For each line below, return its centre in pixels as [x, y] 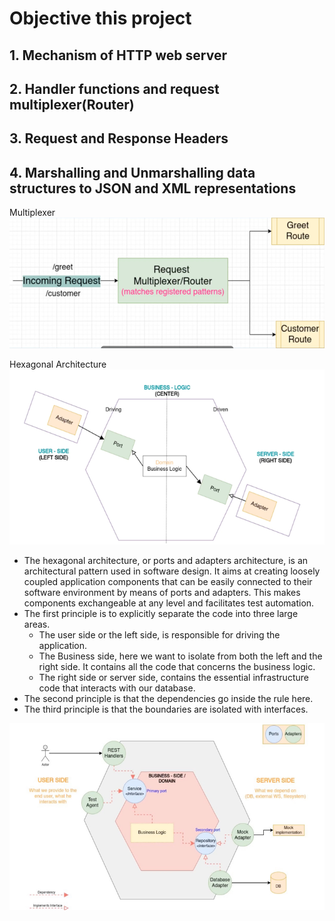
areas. [37, 624]
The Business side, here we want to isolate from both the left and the [180, 656]
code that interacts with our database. [117, 688]
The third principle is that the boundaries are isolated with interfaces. [166, 709]
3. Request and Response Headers [119, 138]
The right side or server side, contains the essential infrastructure [173, 677]
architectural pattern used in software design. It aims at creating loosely [172, 571]
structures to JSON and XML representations [153, 188]
